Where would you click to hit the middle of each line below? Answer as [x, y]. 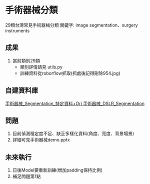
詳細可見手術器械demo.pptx [41, 140]
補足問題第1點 [26, 176]
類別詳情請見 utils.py [41, 67]
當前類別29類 [26, 60]
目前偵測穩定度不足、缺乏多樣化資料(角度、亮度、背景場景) [73, 133]
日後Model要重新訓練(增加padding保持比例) [57, 170]
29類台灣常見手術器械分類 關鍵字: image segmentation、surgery [72, 25]
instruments [17, 30]
